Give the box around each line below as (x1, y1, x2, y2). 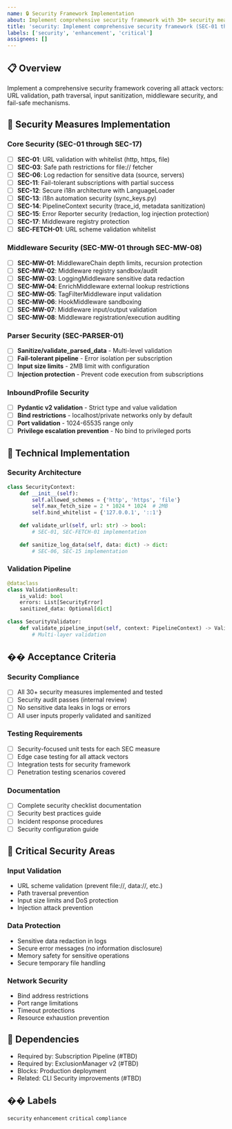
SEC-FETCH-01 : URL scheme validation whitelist (17, 225, 157, 233)
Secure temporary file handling (17, 958, 106, 967)
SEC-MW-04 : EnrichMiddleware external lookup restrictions (17, 282, 190, 290)
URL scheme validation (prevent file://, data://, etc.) (17, 882, 163, 890)
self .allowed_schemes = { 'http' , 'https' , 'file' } (32, 496, 181, 503)
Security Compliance (7, 672, 79, 682)
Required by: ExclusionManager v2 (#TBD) (17, 1059, 139, 1068)
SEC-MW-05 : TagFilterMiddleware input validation (17, 289, 162, 298)
